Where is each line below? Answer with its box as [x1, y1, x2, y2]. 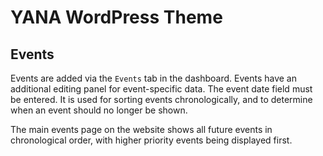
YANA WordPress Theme [10, 6, 223, 29]
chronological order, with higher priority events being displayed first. [10, 134, 293, 146]
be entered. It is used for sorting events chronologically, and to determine [10, 94, 313, 105]
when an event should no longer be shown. [10, 104, 188, 116]
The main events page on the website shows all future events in [10, 124, 273, 135]
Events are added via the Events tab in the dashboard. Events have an [10, 72, 297, 84]
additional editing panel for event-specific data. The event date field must [10, 83, 313, 95]
